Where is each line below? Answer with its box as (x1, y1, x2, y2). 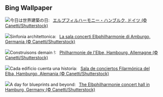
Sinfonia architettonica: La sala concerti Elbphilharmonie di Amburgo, (10, 33, 151, 39)
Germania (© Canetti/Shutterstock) (5, 39, 75, 44)
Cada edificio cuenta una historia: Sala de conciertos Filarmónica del (10, 65, 150, 71)
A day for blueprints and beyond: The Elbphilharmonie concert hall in (10, 82, 150, 87)
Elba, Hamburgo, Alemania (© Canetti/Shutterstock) (5, 70, 109, 76)
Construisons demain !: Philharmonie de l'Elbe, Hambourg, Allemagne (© (10, 49, 158, 55)
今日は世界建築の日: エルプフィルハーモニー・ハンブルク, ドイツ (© (10, 17, 147, 23)
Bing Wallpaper (5, 4, 53, 12)
